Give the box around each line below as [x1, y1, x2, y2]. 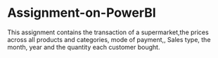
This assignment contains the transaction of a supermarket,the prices [7, 28, 209, 36]
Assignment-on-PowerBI [7, 5, 156, 21]
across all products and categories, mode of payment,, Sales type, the [7, 35, 211, 43]
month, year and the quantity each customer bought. [7, 43, 160, 51]
